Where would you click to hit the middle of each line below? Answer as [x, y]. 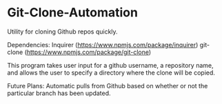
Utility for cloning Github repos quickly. [63, 31]
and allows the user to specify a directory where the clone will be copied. [111, 73]
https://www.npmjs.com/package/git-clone [88, 52]
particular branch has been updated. [59, 93]
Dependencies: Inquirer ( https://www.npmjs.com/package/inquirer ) [103, 44]
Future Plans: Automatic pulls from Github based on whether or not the [108, 86]
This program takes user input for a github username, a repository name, [110, 65]
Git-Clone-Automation [72, 13]
